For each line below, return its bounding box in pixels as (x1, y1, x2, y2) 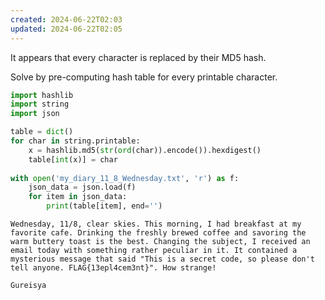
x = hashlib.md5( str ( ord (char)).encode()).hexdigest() (28, 145, 262, 155)
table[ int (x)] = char (28, 154, 118, 165)
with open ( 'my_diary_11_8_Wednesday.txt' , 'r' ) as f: (10, 173, 240, 183)
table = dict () (10, 127, 74, 137)
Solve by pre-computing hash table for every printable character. (10, 71, 278, 83)
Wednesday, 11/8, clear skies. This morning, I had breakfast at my (10, 219, 302, 229)
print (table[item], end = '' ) (46, 201, 163, 211)
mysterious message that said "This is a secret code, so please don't (10, 254, 315, 264)
